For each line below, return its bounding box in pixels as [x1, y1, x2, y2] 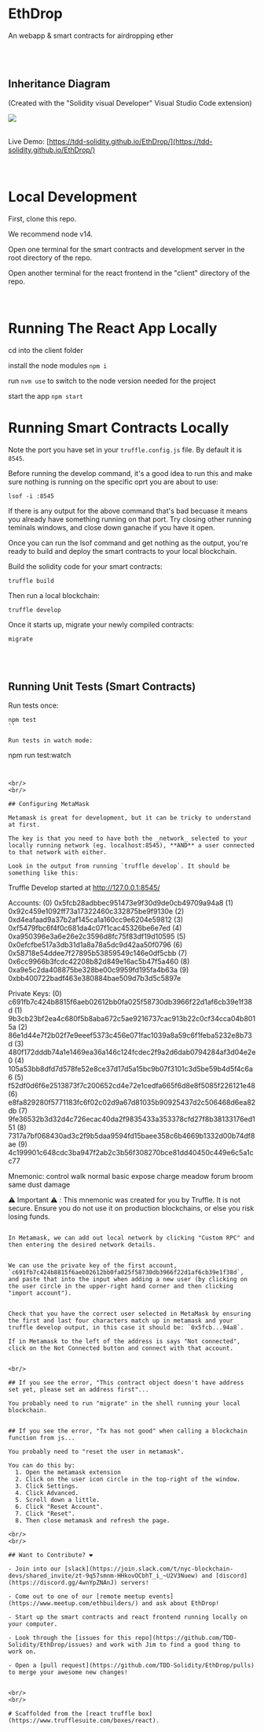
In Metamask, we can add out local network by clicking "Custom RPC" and [8, 1234, 255, 1242]
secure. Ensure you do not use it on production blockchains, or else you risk [8, 1203, 255, 1214]
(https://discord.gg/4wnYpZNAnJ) [8, 1579, 118, 1587]
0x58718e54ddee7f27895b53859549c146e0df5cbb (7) [8, 949, 188, 958]
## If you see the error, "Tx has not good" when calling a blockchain [8, 1427, 247, 1435]
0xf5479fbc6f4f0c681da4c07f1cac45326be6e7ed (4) [8, 924, 182, 933]
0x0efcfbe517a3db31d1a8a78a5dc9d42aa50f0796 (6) [8, 940, 183, 950]
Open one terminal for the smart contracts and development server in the [8, 244, 245, 254]
